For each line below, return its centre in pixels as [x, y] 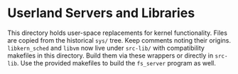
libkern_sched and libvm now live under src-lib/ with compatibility [106, 48]
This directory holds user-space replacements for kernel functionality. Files [117, 33]
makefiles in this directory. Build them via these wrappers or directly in [110, 55]
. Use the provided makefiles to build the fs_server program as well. [117, 63]
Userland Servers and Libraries [101, 13]
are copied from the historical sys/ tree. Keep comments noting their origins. [119, 40]
